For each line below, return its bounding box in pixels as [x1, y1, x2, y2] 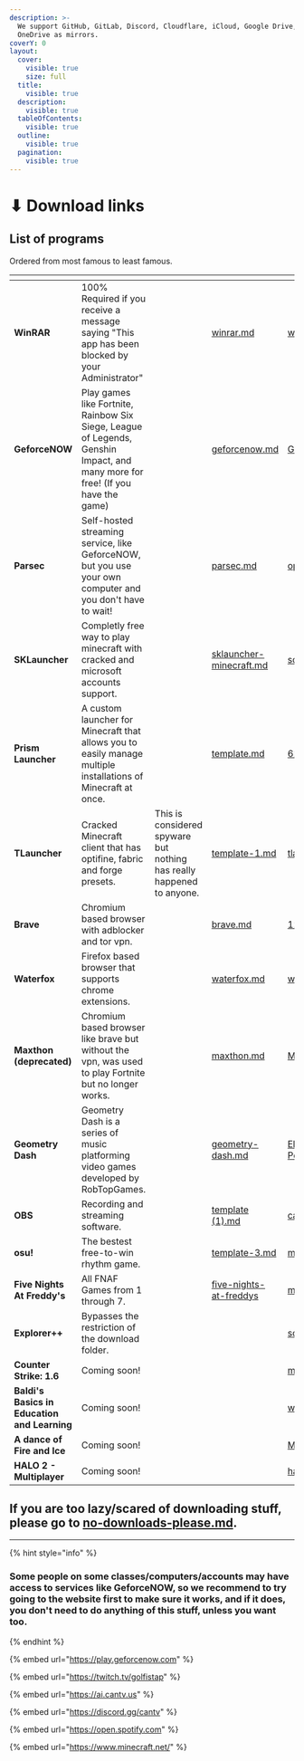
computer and [81, 581, 142, 594]
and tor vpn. [81, 934, 133, 947]
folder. [81, 1344, 109, 1356]
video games [81, 1160, 137, 1172]
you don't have [81, 593, 145, 606]
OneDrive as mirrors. [17, 30, 100, 39]
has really [154, 864, 196, 876]
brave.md [211, 918, 252, 931]
